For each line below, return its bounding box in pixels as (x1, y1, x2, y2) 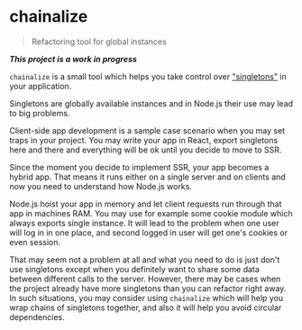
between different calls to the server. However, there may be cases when (9, 273, 281, 284)
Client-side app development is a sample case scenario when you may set (9, 124, 286, 136)
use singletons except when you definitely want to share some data (9, 263, 260, 274)
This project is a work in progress (9, 53, 138, 64)
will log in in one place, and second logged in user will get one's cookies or (9, 227, 288, 238)
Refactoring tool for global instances (31, 36, 167, 47)
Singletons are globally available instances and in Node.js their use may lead (9, 97, 294, 109)
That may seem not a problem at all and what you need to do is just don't (9, 254, 280, 265)
